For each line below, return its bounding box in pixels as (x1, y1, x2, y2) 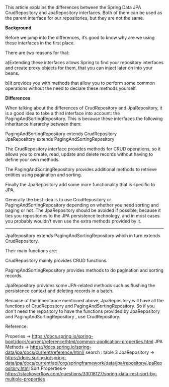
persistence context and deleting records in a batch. (5, 288, 114, 294)
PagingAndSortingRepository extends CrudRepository (5, 131, 117, 137)
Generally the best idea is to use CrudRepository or (5, 197, 112, 202)
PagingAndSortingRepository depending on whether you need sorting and (5, 202, 159, 208)
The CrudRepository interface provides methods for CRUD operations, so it (5, 146, 161, 152)
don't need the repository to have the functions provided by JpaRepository (5, 308, 160, 314)
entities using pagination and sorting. (5, 172, 82, 178)
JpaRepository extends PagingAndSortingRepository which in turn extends (5, 233, 160, 239)
